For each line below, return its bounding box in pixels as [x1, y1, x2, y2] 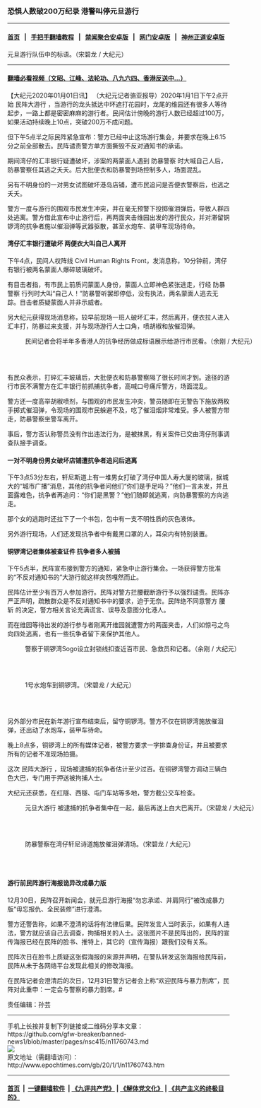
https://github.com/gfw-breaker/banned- [7, 1030, 127, 1038]
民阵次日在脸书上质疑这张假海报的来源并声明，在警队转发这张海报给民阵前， [7, 952, 230, 961]
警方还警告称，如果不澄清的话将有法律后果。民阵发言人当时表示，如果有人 [7, 919, 224, 928]
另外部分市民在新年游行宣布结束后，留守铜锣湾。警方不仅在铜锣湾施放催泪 [7, 717, 224, 725]
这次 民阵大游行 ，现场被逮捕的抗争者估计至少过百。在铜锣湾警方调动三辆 [7, 765, 221, 774]
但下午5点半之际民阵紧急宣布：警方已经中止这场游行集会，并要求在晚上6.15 [7, 132, 226, 141]
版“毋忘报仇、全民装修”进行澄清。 [7, 904, 106, 913]
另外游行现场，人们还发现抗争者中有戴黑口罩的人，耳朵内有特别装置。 [7, 530, 212, 538]
